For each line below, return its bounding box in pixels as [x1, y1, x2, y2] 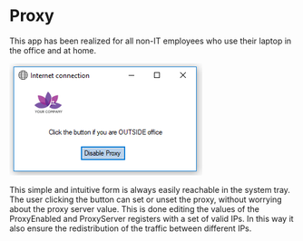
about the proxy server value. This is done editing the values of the [9, 203, 260, 214]
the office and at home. [9, 44, 97, 55]
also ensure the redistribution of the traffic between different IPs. [9, 223, 252, 234]
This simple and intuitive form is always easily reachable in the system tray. [9, 184, 290, 195]
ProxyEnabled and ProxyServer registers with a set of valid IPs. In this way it [9, 213, 294, 224]
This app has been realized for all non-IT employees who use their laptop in [9, 35, 292, 46]
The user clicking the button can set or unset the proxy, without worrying [9, 194, 283, 205]
